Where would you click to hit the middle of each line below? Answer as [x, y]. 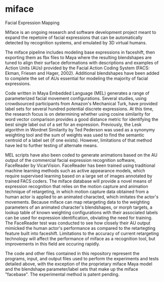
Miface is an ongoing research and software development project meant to [81, 32]
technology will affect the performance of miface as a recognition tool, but [80, 238]
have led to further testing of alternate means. [52, 145]
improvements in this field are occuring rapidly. [53, 244]
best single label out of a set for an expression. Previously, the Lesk [73, 125]
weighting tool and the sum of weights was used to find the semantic [75, 135]
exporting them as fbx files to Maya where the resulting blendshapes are [79, 57]
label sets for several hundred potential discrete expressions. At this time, [79, 109]
